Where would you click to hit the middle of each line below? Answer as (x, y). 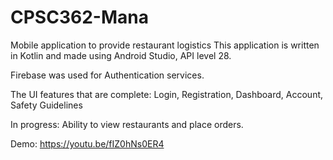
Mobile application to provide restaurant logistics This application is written (165, 45)
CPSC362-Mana (79, 17)
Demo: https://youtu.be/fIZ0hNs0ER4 (87, 143)
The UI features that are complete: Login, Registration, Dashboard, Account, (167, 94)
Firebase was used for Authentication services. (107, 75)
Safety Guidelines (46, 105)
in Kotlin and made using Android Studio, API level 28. (121, 55)
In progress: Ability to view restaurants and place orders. (127, 124)
